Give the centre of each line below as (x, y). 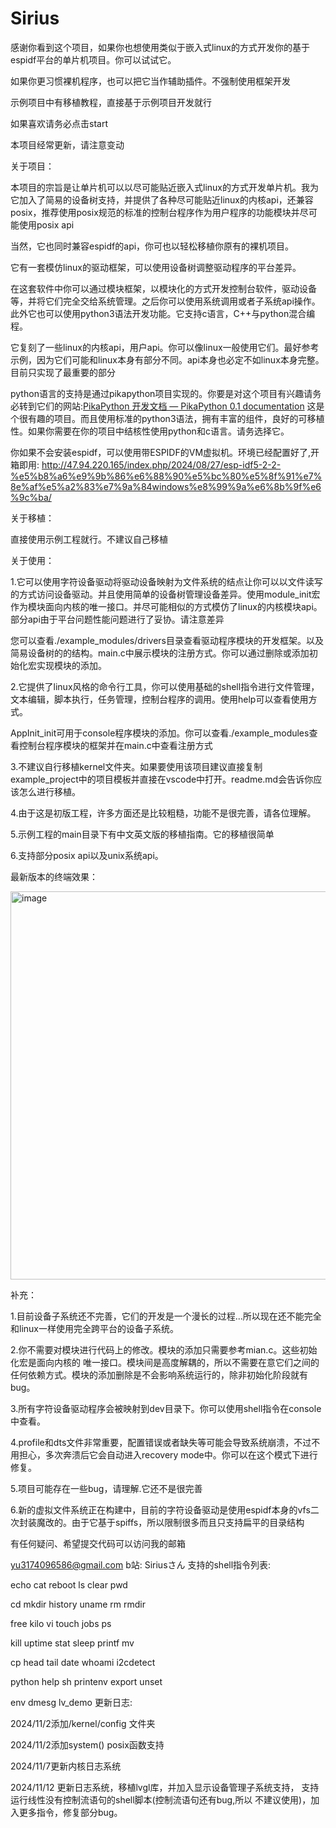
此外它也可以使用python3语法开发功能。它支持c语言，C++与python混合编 (163, 313)
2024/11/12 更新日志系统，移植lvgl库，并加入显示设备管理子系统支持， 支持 (165, 1787)
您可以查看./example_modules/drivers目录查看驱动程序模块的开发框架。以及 (167, 640)
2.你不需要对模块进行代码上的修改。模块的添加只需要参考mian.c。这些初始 (164, 1349)
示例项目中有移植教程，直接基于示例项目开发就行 (111, 102)
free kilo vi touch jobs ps (61, 1623)
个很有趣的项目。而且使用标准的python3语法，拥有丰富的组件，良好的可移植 (167, 418)
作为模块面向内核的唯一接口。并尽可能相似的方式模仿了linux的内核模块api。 (166, 606)
